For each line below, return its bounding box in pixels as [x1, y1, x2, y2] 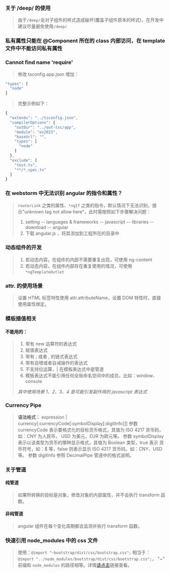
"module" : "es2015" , [14, 130, 58, 135]
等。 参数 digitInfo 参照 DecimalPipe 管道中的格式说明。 [17, 452, 134, 458]
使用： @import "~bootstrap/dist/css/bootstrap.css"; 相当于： [17, 550, 151, 556]
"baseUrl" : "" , [14, 134, 47, 139]
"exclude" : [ [10, 157, 38, 163]
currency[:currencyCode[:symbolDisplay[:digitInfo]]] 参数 [17, 420, 138, 426]
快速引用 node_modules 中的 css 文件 [5, 537, 98, 544]
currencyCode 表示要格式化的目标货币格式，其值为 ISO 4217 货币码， [17, 427, 164, 433]
